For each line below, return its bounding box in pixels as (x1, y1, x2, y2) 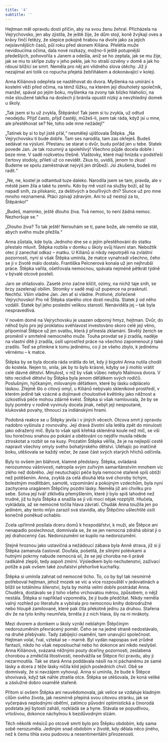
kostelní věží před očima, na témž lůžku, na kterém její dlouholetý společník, (5, 84, 162, 90)
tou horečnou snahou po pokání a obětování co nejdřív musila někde (5, 432, 147, 438)
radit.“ (5, 167, 18, 174)
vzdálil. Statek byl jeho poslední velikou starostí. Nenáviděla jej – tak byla (5, 302, 155, 308)
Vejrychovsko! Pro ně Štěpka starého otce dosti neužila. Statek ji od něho (5, 296, 156, 303)
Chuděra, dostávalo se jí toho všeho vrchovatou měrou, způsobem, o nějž (5, 589, 158, 596)
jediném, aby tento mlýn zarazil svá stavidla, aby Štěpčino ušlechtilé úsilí (5, 506, 155, 512)
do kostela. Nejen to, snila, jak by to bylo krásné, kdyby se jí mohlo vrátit (5, 364, 154, 370)
